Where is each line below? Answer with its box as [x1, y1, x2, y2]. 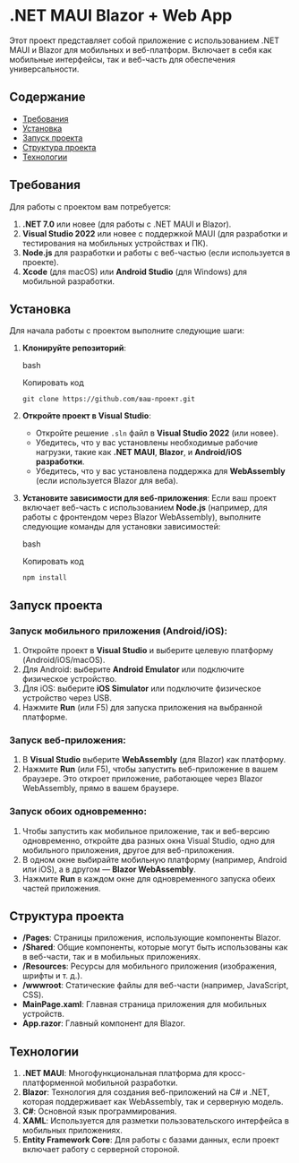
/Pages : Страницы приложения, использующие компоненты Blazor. [21, 933, 282, 943]
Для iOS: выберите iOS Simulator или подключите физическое [21, 683, 261, 694]
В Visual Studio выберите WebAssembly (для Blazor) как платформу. [21, 754, 286, 765]
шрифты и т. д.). [21, 970, 83, 981]
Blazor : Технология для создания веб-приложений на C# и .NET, [21, 1087, 270, 1098]
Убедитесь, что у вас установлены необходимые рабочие [35, 437, 258, 448]
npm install [21, 573, 67, 582]
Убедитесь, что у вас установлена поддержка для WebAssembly [35, 466, 286, 477]
